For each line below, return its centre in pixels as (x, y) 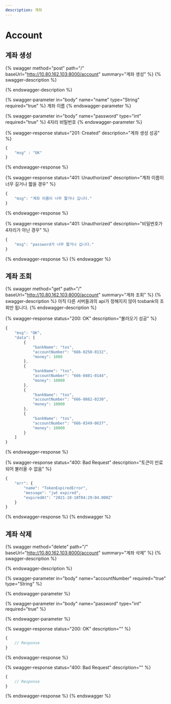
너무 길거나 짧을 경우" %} (31, 184)
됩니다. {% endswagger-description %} (56, 308)
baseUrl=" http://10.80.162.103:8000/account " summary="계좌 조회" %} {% (83, 295)
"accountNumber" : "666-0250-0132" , (70, 352)
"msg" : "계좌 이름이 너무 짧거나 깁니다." (53, 199)
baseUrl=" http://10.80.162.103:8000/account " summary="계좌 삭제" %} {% (83, 553)
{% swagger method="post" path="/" (45, 68)
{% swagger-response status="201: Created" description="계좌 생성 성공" (82, 133)
